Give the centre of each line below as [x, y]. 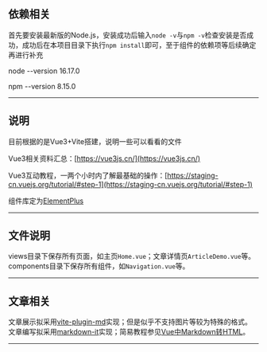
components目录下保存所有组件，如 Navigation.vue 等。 [99, 266]
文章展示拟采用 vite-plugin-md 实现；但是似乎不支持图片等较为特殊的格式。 [130, 322]
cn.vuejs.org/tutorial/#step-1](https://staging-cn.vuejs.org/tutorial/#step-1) [130, 184]
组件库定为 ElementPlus [46, 201]
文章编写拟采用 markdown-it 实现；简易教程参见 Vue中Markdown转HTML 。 [129, 332]
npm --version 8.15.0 [42, 86]
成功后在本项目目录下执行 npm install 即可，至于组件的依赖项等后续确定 [139, 45]
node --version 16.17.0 [44, 71]
